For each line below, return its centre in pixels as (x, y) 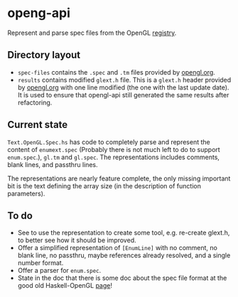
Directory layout (44, 55)
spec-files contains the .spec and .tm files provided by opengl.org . (116, 72)
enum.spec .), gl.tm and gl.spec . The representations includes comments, (114, 157)
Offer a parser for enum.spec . (59, 271)
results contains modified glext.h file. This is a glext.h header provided (124, 80)
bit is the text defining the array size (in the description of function (104, 185)
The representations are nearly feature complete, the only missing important (119, 178)
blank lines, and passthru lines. (53, 164)
